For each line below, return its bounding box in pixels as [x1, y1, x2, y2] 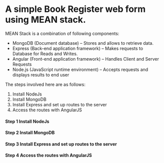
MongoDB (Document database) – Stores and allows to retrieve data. [12, 40, 154, 46]
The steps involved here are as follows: [5, 81, 86, 87]
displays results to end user [12, 72, 70, 78]
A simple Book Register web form [5, 3, 146, 15]
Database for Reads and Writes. [12, 51, 78, 57]
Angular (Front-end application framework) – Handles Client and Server [12, 56, 160, 62]
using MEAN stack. [5, 14, 86, 25]
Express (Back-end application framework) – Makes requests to [12, 45, 144, 51]
